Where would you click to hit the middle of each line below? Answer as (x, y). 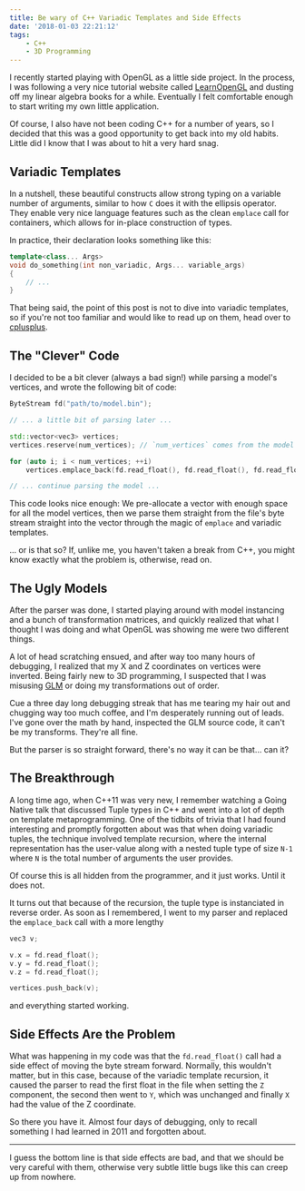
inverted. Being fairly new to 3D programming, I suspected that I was (138, 676)
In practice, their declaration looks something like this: (110, 240)
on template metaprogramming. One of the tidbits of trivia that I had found (148, 819)
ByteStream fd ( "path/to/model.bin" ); (81, 404)
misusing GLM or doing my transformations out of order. (114, 685)
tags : (20, 34)
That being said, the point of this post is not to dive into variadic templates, (149, 308)
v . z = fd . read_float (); (54, 972)
